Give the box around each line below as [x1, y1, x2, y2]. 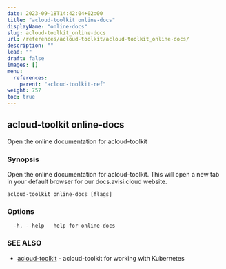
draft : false [7, 55, 45, 62]
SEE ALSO [7, 239, 42, 248]
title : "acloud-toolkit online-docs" [7, 17, 116, 23]
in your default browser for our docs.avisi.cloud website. [7, 177, 167, 186]
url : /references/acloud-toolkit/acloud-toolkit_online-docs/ [7, 36, 189, 43]
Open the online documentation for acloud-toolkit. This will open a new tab [7, 170, 220, 179]
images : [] [7, 61, 39, 68]
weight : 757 [7, 87, 41, 94]
